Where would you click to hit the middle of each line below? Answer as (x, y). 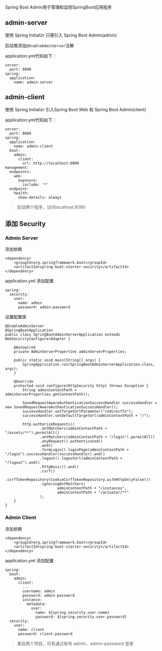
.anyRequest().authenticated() (71, 441)
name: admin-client (33, 146)
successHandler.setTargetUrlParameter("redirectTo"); (78, 412)
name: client (31, 630)
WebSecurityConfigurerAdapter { (38, 339)
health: (21, 193)
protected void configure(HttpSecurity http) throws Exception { (81, 386)
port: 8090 (20, 69)
